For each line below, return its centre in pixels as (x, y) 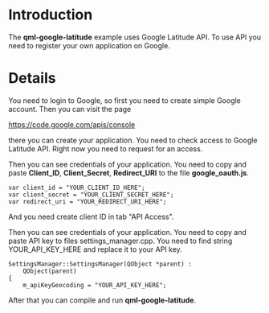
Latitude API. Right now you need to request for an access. (106, 148)
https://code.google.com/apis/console (72, 124)
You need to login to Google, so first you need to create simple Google (124, 100)
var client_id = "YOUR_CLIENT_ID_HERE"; (77, 187)
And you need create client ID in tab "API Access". (91, 216)
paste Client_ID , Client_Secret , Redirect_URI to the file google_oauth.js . (128, 173)
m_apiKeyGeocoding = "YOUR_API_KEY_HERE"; (95, 285)
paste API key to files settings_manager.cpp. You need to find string (120, 241)
